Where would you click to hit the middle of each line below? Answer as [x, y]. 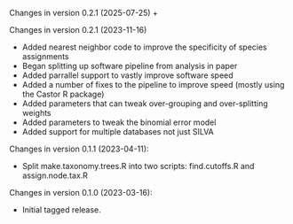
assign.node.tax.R [55, 175]
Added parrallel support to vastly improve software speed [127, 75]
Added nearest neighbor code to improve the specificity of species [145, 47]
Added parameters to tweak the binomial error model [119, 122]
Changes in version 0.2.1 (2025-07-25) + [83, 13]
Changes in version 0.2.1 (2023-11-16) [78, 30]
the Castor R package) [63, 94]
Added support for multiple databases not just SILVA [118, 131]
